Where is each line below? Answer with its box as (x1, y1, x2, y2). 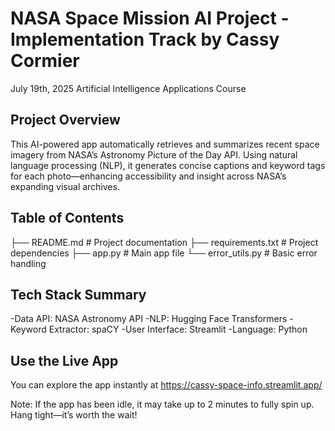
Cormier (10, 50, 80, 72)
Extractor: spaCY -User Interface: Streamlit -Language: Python (48, 323, 308, 336)
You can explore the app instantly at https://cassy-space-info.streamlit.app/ (10, 379, 323, 391)
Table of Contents (10, 210, 125, 227)
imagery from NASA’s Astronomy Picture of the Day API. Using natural (10, 148, 298, 161)
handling (10, 257, 47, 269)
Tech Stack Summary (10, 286, 147, 303)
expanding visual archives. (10, 180, 120, 192)
